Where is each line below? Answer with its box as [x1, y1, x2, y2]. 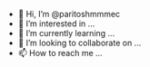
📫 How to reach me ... [17, 48, 103, 58]
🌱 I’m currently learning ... [17, 28, 115, 38]
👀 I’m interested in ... [17, 18, 95, 29]
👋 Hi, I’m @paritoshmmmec [17, 9, 121, 19]
